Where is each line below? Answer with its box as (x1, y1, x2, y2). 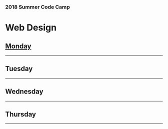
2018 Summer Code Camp (5, 3, 70, 10)
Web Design (5, 22, 56, 33)
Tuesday (5, 64, 33, 73)
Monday (5, 41, 31, 50)
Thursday (5, 110, 36, 118)
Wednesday (5, 87, 43, 96)
